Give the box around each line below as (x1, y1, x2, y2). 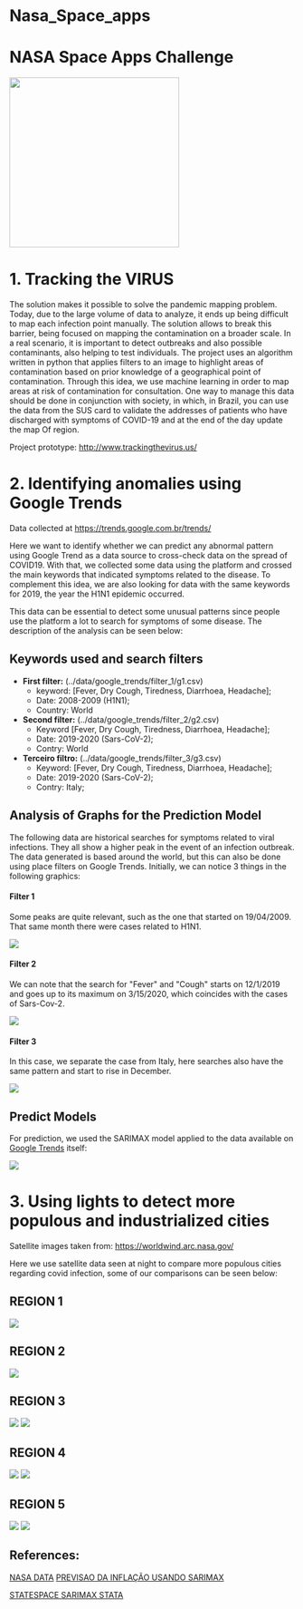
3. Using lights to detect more (9, 1191, 236, 1212)
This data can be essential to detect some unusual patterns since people (9, 606, 280, 616)
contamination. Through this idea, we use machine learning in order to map (9, 376, 289, 387)
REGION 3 (9, 1393, 66, 1409)
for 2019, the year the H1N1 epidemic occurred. (9, 588, 185, 599)
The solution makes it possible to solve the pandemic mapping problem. (9, 299, 278, 310)
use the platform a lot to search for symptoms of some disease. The (9, 615, 262, 626)
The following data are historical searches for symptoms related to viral (9, 831, 275, 843)
